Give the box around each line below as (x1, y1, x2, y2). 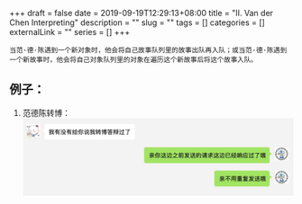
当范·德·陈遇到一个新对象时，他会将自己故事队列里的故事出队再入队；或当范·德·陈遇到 (9, 46, 288, 55)
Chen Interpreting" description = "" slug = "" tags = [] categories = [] (9, 17, 266, 28)
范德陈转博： (22, 107, 70, 118)
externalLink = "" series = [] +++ (9, 27, 131, 37)
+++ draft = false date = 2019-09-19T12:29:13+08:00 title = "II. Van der (9, 8, 273, 18)
